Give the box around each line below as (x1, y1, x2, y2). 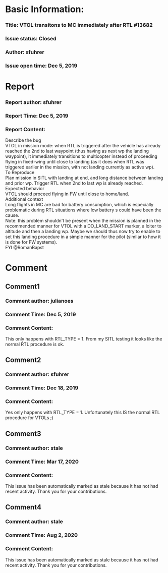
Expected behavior (5, 186, 44, 192)
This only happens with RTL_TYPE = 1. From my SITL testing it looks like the (5, 335, 162, 341)
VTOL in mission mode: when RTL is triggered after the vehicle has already (5, 143, 161, 149)
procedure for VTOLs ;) (5, 415, 54, 421)
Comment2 (5, 356, 41, 364)
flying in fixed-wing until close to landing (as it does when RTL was (5, 159, 145, 165)
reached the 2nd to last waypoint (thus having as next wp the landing (5, 148, 149, 154)
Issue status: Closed (5, 35, 57, 42)
